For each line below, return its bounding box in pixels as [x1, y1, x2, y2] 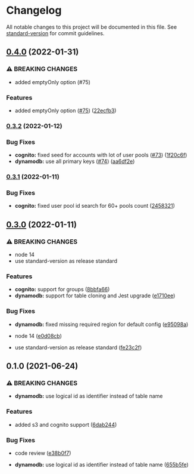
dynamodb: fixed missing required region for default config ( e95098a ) [14, 321, 189, 328]
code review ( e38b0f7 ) [14, 449, 71, 457]
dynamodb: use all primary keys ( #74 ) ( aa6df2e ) [14, 158, 135, 165]
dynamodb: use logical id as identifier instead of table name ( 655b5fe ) [14, 461, 189, 468]
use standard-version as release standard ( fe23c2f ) [14, 344, 142, 351]
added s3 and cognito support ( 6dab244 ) [14, 421, 117, 428]
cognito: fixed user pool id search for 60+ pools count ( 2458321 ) [14, 202, 176, 210]
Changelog [6, 4, 62, 17]
